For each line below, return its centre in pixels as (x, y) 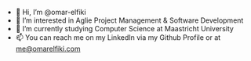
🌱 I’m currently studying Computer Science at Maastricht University (124, 29)
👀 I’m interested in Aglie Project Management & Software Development (129, 20)
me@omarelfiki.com (48, 48)
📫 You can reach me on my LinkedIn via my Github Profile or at (118, 38)
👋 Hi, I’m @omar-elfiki (51, 12)
